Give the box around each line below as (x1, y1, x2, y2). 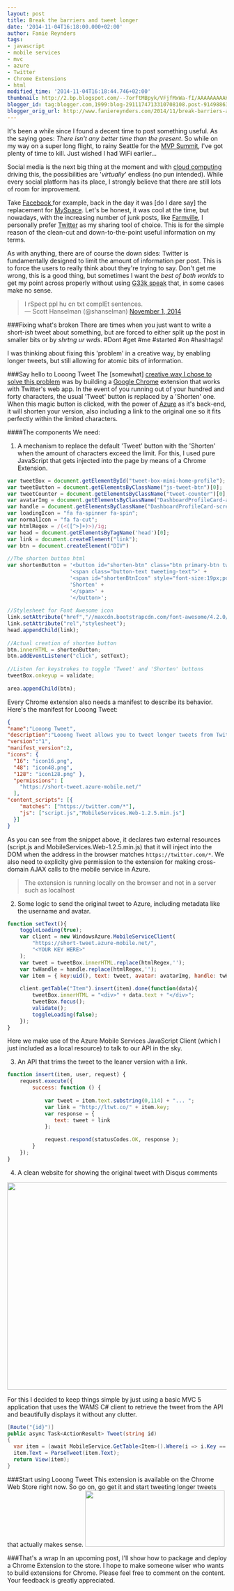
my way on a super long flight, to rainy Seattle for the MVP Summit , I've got (7, 141, 224, 150)
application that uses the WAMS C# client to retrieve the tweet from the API (7, 1402, 224, 1411)
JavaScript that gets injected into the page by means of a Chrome (17, 456, 207, 464)
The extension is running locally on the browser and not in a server (24, 878, 217, 887)
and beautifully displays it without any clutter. (7, 1410, 137, 1418)
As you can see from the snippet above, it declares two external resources (7, 835, 221, 844)
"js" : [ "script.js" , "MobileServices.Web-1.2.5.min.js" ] (19, 809, 186, 816)
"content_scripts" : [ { (7, 797, 73, 804)
